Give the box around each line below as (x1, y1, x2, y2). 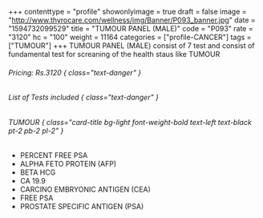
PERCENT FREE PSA (19, 151, 88, 160)
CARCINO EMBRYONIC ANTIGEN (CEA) (19, 184, 151, 195)
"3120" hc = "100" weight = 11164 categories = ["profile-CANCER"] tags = (8, 32, 252, 42)
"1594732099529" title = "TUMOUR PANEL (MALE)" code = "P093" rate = (8, 24, 254, 33)
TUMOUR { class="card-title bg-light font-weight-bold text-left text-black (8, 117, 253, 127)
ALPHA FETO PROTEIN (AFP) (19, 159, 117, 169)
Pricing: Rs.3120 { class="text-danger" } (8, 67, 142, 77)
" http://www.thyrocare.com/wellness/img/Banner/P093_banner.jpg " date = (8, 15, 257, 25)
